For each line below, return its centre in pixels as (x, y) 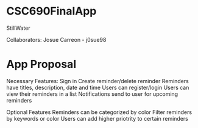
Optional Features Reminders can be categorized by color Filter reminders (99, 112)
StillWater (18, 28)
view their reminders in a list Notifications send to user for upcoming (92, 94)
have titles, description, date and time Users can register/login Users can (98, 87)
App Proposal (41, 64)
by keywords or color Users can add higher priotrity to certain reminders (97, 118)
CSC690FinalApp (51, 11)
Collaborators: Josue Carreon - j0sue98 (56, 39)
